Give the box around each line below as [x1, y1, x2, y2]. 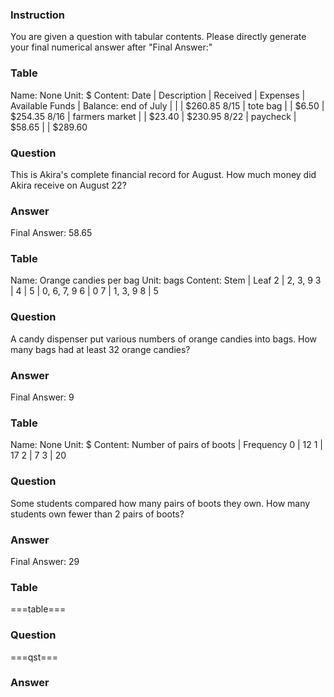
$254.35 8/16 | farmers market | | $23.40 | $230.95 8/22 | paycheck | [10, 110, 297, 122]
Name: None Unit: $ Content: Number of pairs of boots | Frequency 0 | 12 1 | [10, 439, 324, 451]
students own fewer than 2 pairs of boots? [10, 508, 185, 520]
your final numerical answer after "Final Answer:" [10, 41, 213, 53]
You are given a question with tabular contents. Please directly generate [10, 31, 307, 43]
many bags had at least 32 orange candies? [10, 343, 191, 355]
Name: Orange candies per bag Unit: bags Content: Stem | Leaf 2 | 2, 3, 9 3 [10, 274, 322, 287]
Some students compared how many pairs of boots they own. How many [10, 497, 311, 509]
